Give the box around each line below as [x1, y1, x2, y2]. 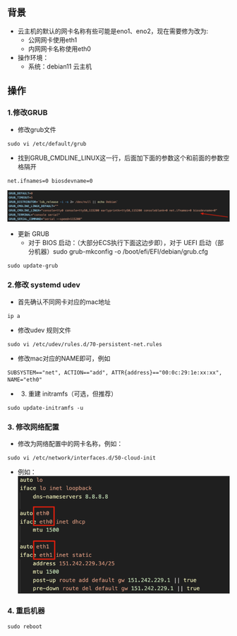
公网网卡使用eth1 [28, 35, 78, 44]
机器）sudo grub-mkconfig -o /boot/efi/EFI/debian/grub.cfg [34, 247, 208, 256]
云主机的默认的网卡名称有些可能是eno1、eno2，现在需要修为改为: [17, 27, 209, 35]
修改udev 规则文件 [17, 326, 72, 334]
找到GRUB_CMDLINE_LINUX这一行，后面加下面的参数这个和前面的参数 [17, 153, 224, 162]
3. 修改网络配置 [7, 422, 60, 432]
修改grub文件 [17, 125, 56, 134]
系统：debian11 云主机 [28, 62, 92, 71]
